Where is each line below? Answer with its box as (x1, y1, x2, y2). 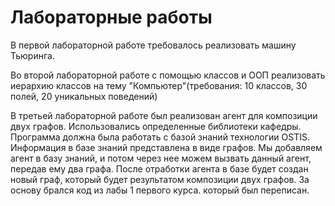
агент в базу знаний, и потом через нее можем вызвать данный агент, (10, 152, 312, 164)
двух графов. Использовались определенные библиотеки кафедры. (10, 120, 302, 132)
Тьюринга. (10, 49, 55, 61)
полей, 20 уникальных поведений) (10, 90, 158, 102)
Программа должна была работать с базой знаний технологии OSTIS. (10, 131, 310, 143)
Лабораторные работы (10, 6, 213, 29)
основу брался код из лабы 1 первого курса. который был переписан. (10, 184, 310, 196)
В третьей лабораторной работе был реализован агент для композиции (10, 109, 318, 121)
